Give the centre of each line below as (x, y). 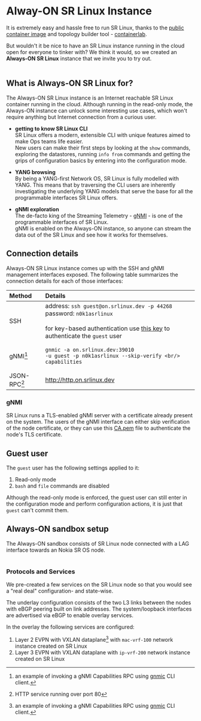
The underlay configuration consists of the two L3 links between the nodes (99, 603)
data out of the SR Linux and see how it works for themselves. (91, 235)
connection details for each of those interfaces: (65, 281)
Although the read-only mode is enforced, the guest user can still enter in (97, 497)
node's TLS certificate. (34, 435)
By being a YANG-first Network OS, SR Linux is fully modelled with (97, 178)
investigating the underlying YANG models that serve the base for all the (104, 191)
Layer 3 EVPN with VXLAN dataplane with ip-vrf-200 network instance (102, 652)
